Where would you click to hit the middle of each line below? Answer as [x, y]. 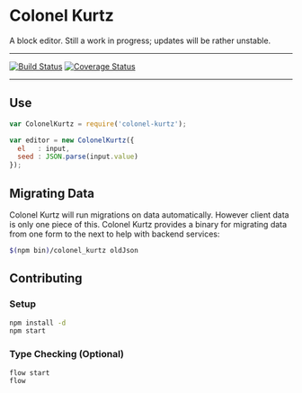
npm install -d [38, 323]
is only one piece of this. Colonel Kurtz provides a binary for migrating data [148, 224]
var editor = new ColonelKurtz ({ [72, 140]
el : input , [44, 148]
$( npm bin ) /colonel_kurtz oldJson [74, 250]
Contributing [46, 278]
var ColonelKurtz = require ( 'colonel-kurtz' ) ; [98, 124]
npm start [28, 331]
